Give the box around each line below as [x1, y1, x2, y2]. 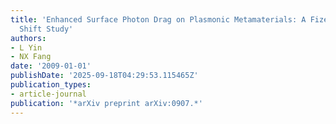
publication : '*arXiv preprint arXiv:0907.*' [10, 98, 203, 108]
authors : [10, 33, 47, 43]
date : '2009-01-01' [10, 61, 92, 71]
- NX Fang [10, 52, 52, 62]
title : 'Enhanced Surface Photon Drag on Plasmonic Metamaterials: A [10, 14, 307, 25]
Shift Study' [19, 24, 74, 34]
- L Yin [10, 42, 43, 53]
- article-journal [10, 89, 87, 99]
